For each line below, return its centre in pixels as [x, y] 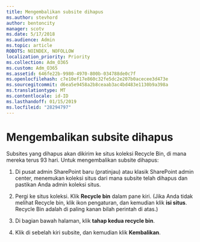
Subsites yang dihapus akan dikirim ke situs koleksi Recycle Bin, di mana [96, 154]
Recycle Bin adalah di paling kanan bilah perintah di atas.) [86, 209]
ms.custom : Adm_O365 [32, 68]
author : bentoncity [31, 23]
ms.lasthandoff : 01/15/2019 [42, 101]
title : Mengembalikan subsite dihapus [55, 12]
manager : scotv [25, 29]
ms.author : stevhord [32, 18]
